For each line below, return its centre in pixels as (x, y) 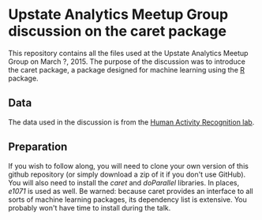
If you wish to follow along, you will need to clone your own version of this (128, 166)
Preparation (38, 147)
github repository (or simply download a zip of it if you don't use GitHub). (127, 174)
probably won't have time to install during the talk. (90, 207)
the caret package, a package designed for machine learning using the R (127, 69)
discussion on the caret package (118, 31)
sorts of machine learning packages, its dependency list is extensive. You (127, 199)
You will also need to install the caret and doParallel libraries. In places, (124, 182)
